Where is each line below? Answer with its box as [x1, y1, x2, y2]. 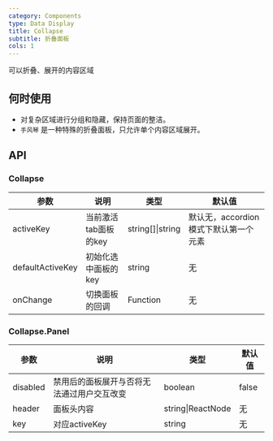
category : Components [8, 11, 82, 20]
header [12, 403, 41, 414]
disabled [12, 381, 45, 392]
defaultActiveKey [12, 262, 79, 273]
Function [127, 294, 161, 305]
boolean [163, 381, 195, 392]
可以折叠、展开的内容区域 [8, 66, 94, 76]
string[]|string [127, 223, 181, 234]
